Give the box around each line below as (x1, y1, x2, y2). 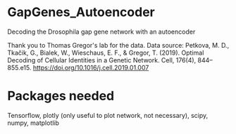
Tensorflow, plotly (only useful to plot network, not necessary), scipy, (7, 111, 209, 119)
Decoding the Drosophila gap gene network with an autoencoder (7, 27, 196, 36)
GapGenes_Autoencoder (7, 4, 155, 20)
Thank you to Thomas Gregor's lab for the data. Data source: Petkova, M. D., (7, 41, 230, 49)
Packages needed (7, 88, 115, 104)
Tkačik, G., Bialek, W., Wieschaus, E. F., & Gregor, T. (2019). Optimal (7, 48, 204, 57)
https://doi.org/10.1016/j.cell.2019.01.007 (32, 63, 149, 72)
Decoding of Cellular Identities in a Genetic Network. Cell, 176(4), (7, 55, 197, 64)
